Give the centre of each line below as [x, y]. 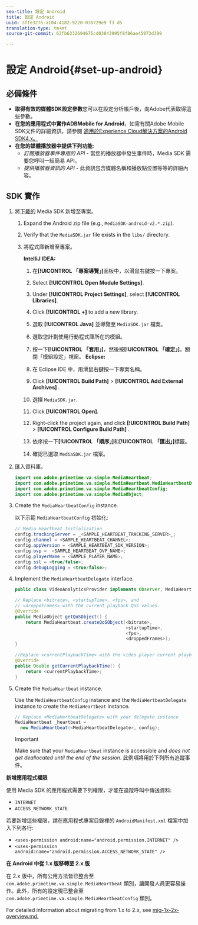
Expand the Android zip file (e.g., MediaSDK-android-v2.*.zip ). [99, 223]
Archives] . [46, 387]
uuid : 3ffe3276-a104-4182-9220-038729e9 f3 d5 [64, 22]
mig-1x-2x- [166, 910]
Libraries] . [45, 300]
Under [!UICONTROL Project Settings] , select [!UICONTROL [106, 294]
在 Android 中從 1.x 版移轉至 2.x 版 [48, 863]
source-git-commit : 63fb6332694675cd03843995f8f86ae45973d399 [84, 34]
